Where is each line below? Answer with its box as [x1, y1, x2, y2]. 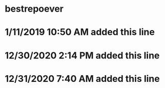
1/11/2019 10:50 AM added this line [5, 26, 155, 38]
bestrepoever [5, 3, 64, 15]
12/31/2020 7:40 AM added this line [5, 73, 160, 84]
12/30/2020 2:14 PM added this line [5, 49, 160, 61]
